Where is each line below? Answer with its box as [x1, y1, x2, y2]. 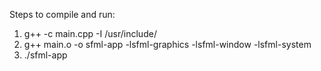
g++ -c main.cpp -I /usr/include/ [23, 28, 157, 39]
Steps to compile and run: [9, 9, 116, 20]
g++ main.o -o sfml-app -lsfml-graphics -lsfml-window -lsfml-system [23, 39, 312, 50]
